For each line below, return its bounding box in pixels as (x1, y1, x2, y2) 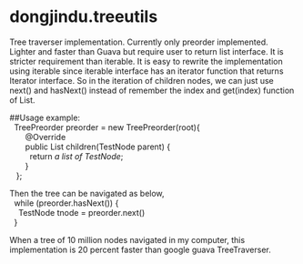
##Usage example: (9, 112, 80, 123)
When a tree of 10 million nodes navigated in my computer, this (9, 234, 246, 245)
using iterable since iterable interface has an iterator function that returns (9, 66, 284, 76)
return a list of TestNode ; (29, 150, 124, 161)
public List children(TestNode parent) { (25, 141, 171, 152)
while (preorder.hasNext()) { (13, 198, 119, 208)
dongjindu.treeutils (9, 6, 158, 27)
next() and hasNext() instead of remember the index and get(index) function (9, 85, 295, 96)
